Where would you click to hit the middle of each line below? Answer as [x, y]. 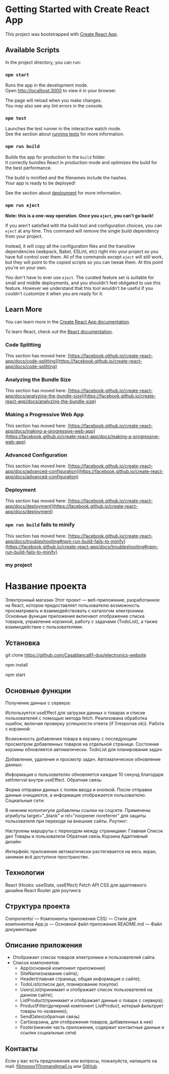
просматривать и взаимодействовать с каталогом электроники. [75, 611]
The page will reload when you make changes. [54, 100]
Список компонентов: [36, 963]
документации [21, 929]
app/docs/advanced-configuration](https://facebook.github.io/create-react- [84, 471]
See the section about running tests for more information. [65, 134]
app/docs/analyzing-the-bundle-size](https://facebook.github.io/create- [81, 396]
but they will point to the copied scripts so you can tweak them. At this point [84, 262]
